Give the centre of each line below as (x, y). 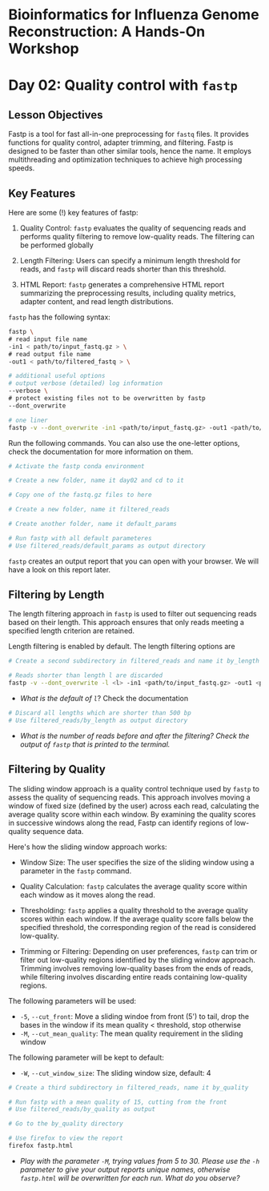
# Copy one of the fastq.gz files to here (80, 495)
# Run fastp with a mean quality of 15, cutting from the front (118, 1102)
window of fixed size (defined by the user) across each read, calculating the (134, 805)
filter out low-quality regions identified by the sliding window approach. (138, 960)
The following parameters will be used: (72, 1001)
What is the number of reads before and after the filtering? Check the (134, 736)
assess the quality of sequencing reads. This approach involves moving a (129, 797)
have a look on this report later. (59, 569)
